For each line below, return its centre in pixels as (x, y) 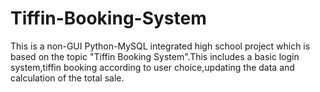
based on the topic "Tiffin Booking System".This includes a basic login (155, 56)
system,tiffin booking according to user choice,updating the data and (152, 67)
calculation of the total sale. (67, 78)
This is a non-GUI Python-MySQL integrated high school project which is (160, 46)
